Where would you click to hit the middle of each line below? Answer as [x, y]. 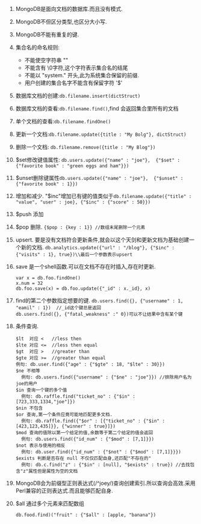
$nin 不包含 [29, 408]
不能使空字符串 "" [46, 60]
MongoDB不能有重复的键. [47, 34]
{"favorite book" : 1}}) [47, 184]
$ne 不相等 [28, 371]
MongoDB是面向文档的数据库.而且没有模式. [69, 9]
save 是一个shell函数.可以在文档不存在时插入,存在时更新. [85, 267]
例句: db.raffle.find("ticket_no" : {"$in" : [79, 397]
